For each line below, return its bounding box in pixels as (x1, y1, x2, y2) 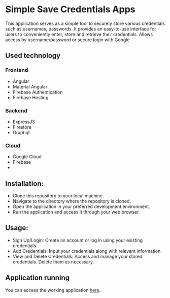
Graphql (12, 129, 30, 135)
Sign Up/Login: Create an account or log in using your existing (12, 237, 143, 243)
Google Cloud (12, 154, 42, 160)
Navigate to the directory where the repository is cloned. (12, 198, 131, 204)
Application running (5, 274, 70, 282)
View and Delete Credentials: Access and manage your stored (12, 253, 143, 259)
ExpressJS (12, 118, 36, 125)
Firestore (12, 124, 32, 130)
